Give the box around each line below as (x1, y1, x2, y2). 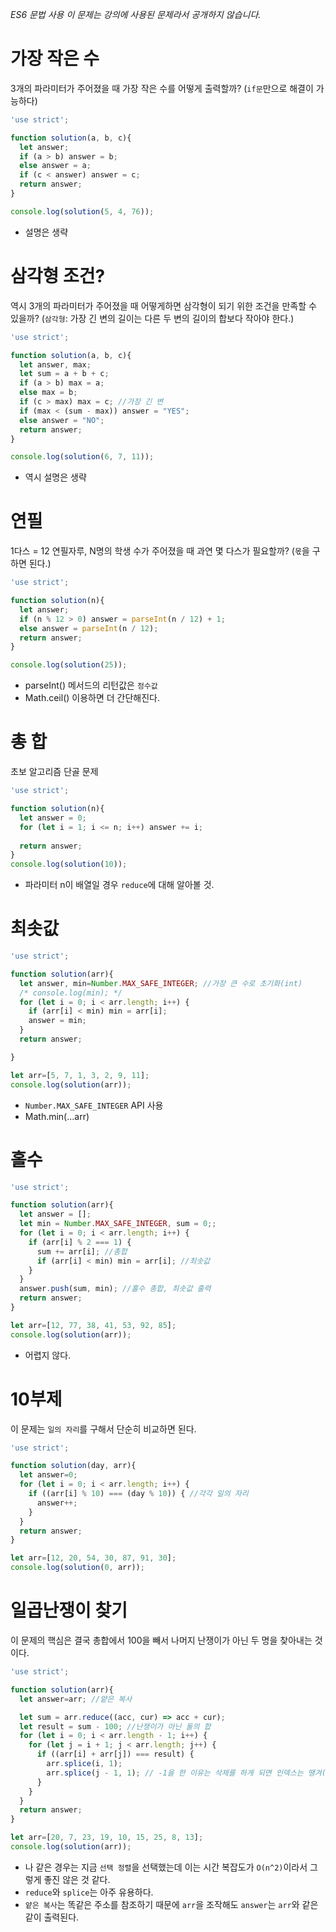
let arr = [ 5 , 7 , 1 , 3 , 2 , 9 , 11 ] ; (10, 1070, 150, 1080)
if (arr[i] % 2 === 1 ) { (28, 1237, 132, 1247)
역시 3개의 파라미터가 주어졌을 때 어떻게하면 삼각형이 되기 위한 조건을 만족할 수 (10, 299, 317, 312)
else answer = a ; (19, 161, 92, 171)
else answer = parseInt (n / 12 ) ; (19, 623, 159, 633)
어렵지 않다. (24, 1349, 72, 1361)
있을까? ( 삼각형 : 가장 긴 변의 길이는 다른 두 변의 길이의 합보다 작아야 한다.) (10, 312, 295, 324)
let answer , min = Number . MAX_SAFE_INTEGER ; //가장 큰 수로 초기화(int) (19, 978, 303, 988)
